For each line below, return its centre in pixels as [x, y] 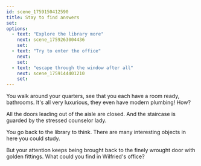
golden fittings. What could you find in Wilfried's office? [75, 156]
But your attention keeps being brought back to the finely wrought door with [101, 150]
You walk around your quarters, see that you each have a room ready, [93, 96]
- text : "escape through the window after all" [73, 68]
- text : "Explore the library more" [58, 34]
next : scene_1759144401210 [51, 73]
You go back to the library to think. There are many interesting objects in [96, 132]
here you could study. [33, 138]
